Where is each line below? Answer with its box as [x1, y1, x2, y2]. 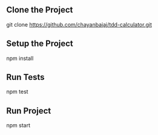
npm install [6, 54, 34, 62]
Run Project [6, 105, 51, 116]
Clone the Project [6, 5, 73, 15]
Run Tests [6, 72, 45, 82]
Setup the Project [6, 39, 74, 49]
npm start [6, 122, 31, 129]
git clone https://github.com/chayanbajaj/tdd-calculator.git [6, 21, 153, 28]
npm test [6, 88, 28, 96]
